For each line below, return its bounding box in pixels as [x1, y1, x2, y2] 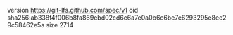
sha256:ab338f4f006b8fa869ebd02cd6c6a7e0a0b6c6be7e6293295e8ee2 [7, 13, 227, 22]
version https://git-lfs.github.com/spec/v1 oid [7, 6, 139, 14]
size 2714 [46, 21, 74, 29]
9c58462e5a [7, 21, 45, 29]
